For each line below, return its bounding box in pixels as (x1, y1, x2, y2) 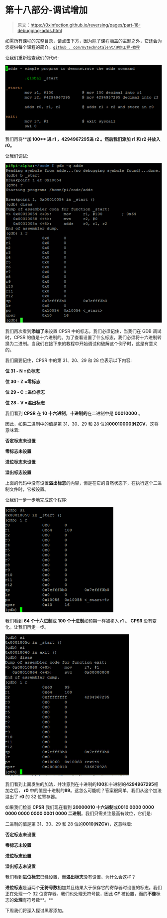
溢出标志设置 (5, 469, 31, 475)
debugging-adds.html (17, 27, 62, 33)
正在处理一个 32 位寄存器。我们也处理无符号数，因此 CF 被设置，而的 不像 (5, 891, 157, 897)
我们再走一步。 (18, 624, 49, 630)
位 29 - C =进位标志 (5, 389, 45, 395)
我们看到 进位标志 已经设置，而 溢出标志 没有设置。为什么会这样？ (5, 874, 136, 880)
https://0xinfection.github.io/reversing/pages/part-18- (30, 22, 141, 28)
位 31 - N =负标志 (5, 368, 40, 374)
